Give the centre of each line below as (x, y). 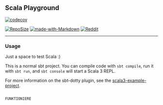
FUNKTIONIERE (18, 99)
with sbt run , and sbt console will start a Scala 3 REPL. (60, 71)
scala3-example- (129, 81)
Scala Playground (32, 8)
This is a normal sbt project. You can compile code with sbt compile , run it (79, 66)
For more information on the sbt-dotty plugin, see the (58, 81)
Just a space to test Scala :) (33, 57)
